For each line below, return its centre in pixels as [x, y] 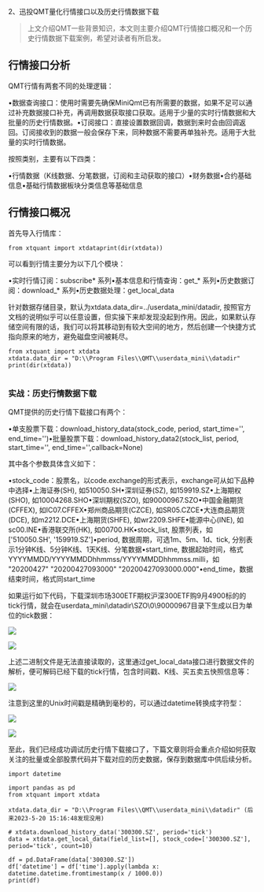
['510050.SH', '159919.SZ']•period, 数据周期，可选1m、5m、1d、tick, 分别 [127, 539]
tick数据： [38, 615]
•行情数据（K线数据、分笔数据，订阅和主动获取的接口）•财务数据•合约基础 [130, 175]
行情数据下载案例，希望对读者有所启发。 [100, 38]
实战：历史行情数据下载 [52, 393]
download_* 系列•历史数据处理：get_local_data [98, 290]
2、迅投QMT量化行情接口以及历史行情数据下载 [84, 11]
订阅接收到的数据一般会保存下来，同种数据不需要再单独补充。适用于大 [135, 132]
